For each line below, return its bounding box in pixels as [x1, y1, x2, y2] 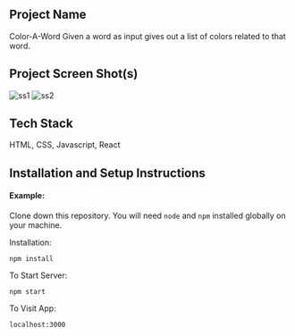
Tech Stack [9, 116, 73, 131]
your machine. [9, 220, 63, 231]
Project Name [9, 7, 87, 22]
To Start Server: [9, 270, 68, 281]
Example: [9, 190, 46, 201]
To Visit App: [9, 303, 56, 314]
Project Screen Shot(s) [9, 66, 139, 81]
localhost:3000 [9, 321, 66, 330]
